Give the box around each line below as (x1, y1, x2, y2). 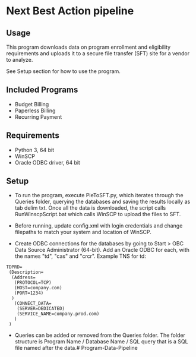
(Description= (8, 269, 44, 276)
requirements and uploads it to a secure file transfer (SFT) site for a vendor (6, 50, 190, 57)
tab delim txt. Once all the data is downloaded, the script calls (14, 204, 166, 211)
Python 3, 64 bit (14, 146, 55, 153)
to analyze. (6, 56, 33, 63)
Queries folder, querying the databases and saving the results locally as (14, 198, 191, 206)
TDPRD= (6, 264, 23, 270)
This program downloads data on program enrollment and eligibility (6, 43, 171, 50)
